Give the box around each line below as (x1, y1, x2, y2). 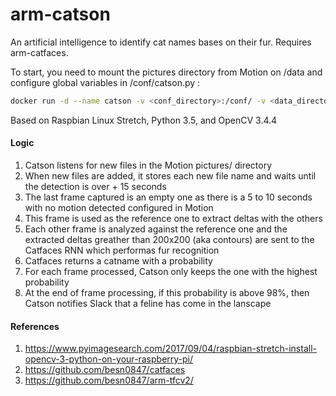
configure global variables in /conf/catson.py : (10, 76, 201, 88)
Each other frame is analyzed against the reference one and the (24, 223, 288, 235)
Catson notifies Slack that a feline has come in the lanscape (24, 298, 272, 310)
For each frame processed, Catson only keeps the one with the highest (24, 266, 318, 278)
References (10, 320, 60, 332)
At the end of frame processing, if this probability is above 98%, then (24, 287, 310, 299)
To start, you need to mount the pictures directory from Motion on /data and (10, 66, 323, 78)
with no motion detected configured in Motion (24, 202, 214, 214)
